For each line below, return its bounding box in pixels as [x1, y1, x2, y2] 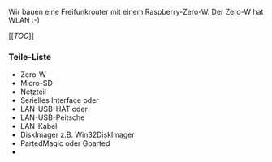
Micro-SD [19, 79, 53, 88]
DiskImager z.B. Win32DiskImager [19, 130, 136, 140]
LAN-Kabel [19, 122, 58, 131]
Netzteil [19, 87, 47, 96]
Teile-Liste [8, 51, 52, 62]
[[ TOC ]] [8, 32, 34, 40]
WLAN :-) [8, 15, 41, 25]
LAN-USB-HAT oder [19, 104, 88, 114]
